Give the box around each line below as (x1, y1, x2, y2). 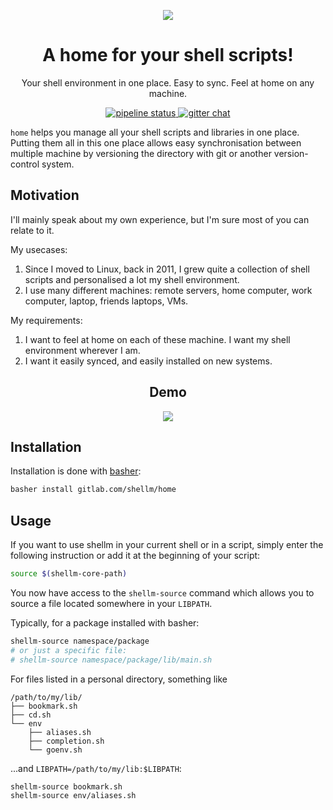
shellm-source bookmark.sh (10, 781, 123, 792)
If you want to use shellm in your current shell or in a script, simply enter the (10, 539, 324, 551)
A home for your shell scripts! (42, 44, 294, 67)
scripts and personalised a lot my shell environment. (24, 273, 240, 285)
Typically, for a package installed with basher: (10, 616, 200, 629)
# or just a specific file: (10, 645, 128, 655)
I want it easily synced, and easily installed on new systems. (24, 355, 273, 367)
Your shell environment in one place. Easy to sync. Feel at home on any (21, 76, 315, 89)
